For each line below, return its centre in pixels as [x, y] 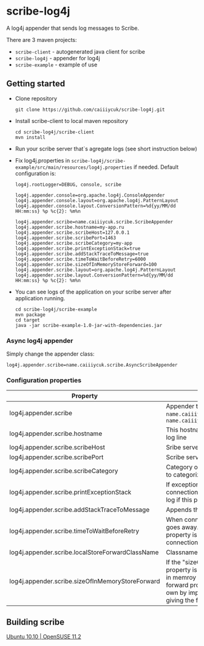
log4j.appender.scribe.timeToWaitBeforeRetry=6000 [80, 259]
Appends [179, 510]
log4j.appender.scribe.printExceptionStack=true [78, 248]
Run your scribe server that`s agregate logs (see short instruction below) [106, 149]
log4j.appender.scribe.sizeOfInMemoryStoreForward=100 [86, 264]
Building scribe [36, 622]
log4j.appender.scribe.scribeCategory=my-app [73, 243]
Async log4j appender [40, 340]
